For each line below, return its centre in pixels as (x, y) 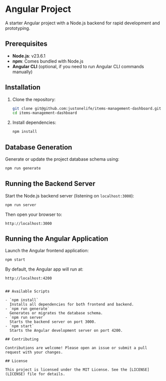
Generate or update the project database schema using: (62, 159)
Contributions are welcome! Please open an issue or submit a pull (76, 348)
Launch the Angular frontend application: (47, 251)
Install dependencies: (34, 122)
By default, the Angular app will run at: (44, 269)
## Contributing (22, 339)
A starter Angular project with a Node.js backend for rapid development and (83, 23)
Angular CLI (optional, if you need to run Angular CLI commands (78, 66)
